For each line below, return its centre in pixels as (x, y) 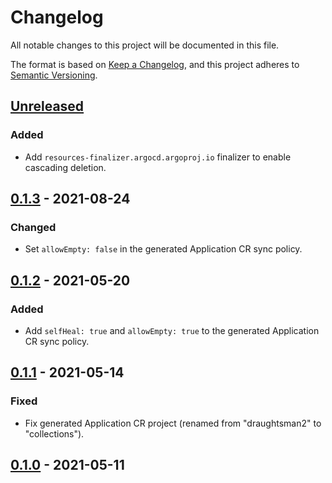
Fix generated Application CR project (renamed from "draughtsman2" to (173, 423)
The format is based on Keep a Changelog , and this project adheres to (155, 64)
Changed (33, 227)
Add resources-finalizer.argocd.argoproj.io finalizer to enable (158, 157)
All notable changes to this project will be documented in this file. (145, 45)
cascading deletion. (65, 167)
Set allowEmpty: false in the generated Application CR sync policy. (163, 249)
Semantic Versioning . (54, 75)
